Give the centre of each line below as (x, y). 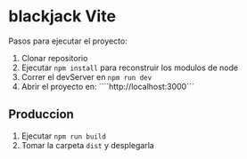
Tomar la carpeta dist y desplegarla (88, 145)
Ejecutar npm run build (63, 136)
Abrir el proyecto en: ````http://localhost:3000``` (107, 86)
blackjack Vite (62, 16)
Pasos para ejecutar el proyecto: (68, 41)
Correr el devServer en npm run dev (86, 76)
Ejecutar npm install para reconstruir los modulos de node (129, 68)
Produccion (41, 114)
